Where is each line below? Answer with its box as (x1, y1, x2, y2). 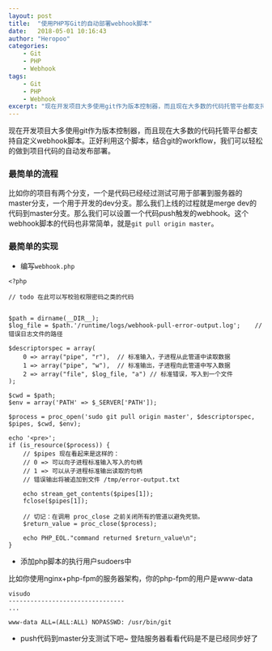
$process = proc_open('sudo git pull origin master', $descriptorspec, (8, 412, 255, 420)
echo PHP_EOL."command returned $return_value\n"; (23, 533, 198, 542)
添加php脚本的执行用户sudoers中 (19, 556, 132, 566)
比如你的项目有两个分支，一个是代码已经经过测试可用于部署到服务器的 (8, 188, 243, 198)
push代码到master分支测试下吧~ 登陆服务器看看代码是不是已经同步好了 (19, 633, 258, 643)
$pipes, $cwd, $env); (8, 420, 82, 428)
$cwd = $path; (8, 391, 57, 399)
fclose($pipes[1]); (23, 497, 89, 505)
